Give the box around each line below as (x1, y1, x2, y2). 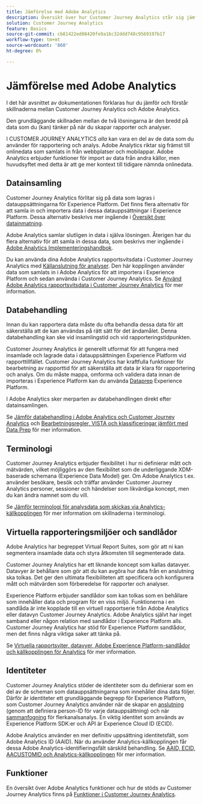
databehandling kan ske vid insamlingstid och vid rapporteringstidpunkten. (6, 334, 191, 341)
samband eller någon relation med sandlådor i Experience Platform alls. (6, 617, 183, 624)
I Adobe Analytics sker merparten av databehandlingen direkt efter (6, 395, 171, 403)
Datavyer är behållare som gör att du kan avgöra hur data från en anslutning (6, 567, 194, 574)
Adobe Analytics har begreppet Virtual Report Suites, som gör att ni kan (6, 542, 184, 550)
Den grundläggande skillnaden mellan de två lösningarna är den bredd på (6, 117, 188, 124)
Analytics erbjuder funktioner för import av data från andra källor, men (6, 154, 180, 161)
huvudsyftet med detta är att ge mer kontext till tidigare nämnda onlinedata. (6, 161, 194, 168)
